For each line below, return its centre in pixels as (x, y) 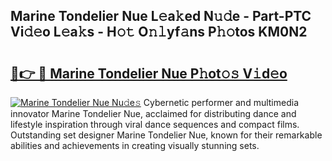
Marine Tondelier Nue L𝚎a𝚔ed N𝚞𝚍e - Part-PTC (161, 16)
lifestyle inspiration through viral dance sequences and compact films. (155, 124)
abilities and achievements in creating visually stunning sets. (135, 145)
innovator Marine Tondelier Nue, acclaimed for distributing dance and (153, 113)
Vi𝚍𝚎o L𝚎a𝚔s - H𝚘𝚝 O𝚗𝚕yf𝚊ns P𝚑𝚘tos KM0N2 (159, 32)
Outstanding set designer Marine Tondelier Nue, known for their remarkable (166, 135)
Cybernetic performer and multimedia (221, 102)
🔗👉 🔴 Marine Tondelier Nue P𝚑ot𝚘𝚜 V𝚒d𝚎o (149, 73)
